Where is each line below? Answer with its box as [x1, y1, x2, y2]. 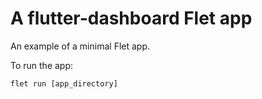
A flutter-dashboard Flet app [10, 7, 253, 30]
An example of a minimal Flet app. [10, 40, 151, 52]
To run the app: [10, 59, 74, 71]
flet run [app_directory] [10, 78, 118, 89]
